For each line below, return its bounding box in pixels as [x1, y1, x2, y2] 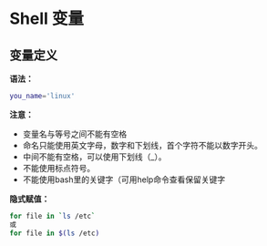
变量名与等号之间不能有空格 [22, 128, 128, 139]
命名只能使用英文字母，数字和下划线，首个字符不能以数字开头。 [22, 139, 262, 150]
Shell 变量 [9, 8, 85, 29]
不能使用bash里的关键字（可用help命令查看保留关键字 [22, 174, 226, 185]
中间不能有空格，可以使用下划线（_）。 [22, 151, 167, 162]
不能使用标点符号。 [22, 162, 96, 173]
